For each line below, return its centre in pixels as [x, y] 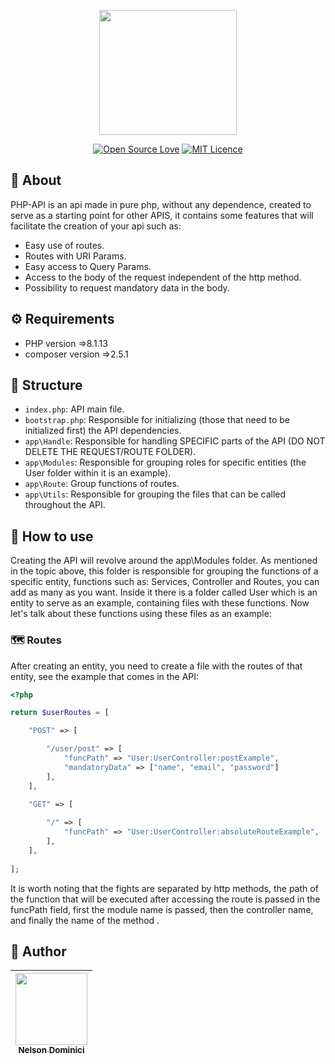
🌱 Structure [46, 385]
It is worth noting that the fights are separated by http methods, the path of [164, 888]
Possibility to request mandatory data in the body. [127, 287]
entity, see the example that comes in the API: [105, 676]
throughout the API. [65, 505]
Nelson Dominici [51, 1050]
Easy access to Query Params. [88, 266]
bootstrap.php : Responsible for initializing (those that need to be [157, 420]
